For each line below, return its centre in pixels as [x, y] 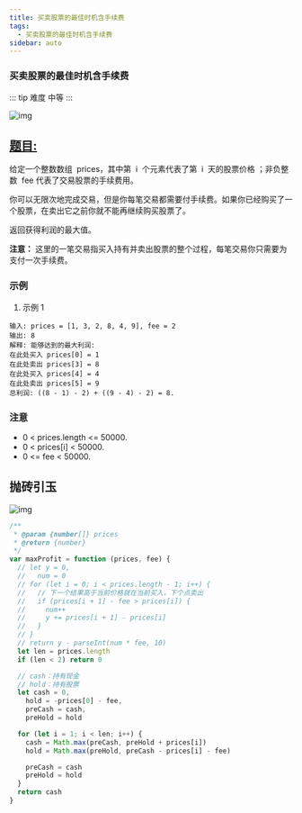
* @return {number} [50, 542]
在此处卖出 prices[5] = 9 [54, 384]
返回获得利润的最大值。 [53, 230]
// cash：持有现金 [48, 676]
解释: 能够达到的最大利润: [53, 345]
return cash [40, 792]
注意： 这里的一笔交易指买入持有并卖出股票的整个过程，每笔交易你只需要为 [148, 249]
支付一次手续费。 [41, 260]
